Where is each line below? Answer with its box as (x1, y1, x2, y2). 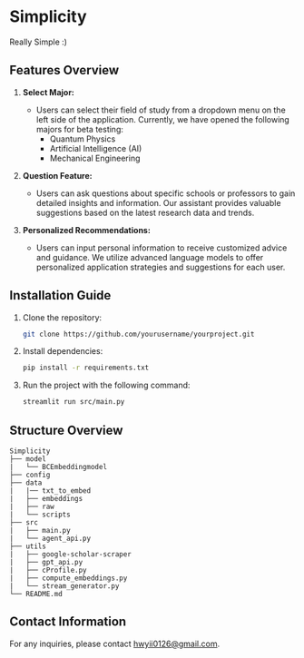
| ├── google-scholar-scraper (9, 550, 132, 559)
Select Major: (22, 86, 75, 97)
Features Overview (9, 63, 120, 78)
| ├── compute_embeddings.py (9, 574, 128, 583)
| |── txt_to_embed (9, 486, 92, 496)
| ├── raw (9, 502, 54, 511)
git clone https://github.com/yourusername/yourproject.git (22, 329, 255, 339)
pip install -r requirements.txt (22, 363, 150, 373)
